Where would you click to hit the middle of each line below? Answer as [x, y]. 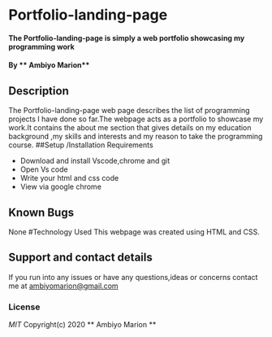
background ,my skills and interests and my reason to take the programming [136, 137]
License [24, 307]
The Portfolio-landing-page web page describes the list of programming [129, 111]
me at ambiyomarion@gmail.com [64, 286]
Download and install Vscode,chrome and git [95, 161]
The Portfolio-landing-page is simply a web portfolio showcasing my [127, 37]
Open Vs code [44, 169]
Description [39, 91]
